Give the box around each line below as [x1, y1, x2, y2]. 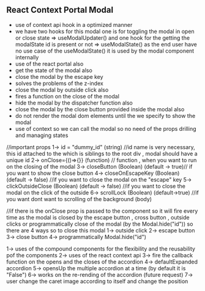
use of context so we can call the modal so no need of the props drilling [15, 125, 196, 132]
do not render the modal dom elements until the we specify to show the [15, 112, 196, 119]
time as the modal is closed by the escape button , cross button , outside [6, 213, 190, 221]
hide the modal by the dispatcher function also [15, 99, 133, 106]
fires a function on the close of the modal [15, 92, 119, 100]
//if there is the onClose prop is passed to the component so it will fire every [6, 207, 198, 215]
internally [15, 53, 39, 61]
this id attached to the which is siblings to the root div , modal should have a [6, 150, 198, 157]
